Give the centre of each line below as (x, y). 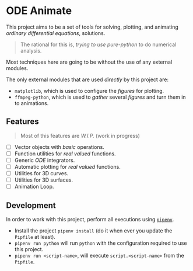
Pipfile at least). (35, 237)
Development (31, 205)
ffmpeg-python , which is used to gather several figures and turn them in (100, 97)
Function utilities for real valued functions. (65, 154)
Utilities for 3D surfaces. (44, 180)
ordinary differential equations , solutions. (56, 33)
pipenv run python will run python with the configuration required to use (101, 243)
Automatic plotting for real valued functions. (67, 166)
